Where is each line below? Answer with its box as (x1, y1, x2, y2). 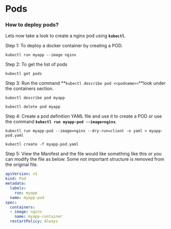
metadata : (5, 181, 27, 186)
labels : (10, 186, 27, 191)
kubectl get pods (5, 71, 42, 76)
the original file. (5, 161, 38, 168)
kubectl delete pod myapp (5, 104, 60, 109)
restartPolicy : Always (10, 219, 58, 224)
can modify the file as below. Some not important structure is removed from (5, 156, 164, 162)
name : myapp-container (14, 214, 63, 219)
